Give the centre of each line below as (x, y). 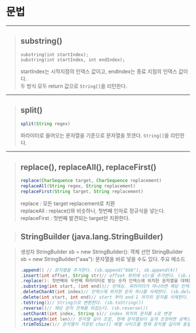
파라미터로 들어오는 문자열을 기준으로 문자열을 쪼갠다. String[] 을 (94, 136)
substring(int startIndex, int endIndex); (73, 60)
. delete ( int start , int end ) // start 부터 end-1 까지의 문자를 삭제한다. (104, 297)
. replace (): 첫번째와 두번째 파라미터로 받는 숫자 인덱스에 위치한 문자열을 (99, 281)
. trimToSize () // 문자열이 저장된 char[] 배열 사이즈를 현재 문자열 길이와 (100, 325)
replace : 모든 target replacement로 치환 (68, 203)
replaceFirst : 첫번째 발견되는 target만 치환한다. (75, 218)
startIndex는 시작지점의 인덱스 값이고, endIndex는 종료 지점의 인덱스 (99, 71)
